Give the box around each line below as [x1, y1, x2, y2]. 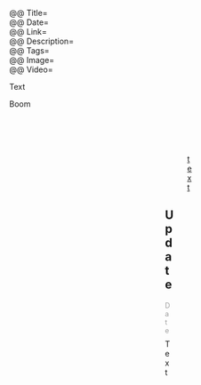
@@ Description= [9, 36, 74, 46]
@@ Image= [9, 55, 55, 65]
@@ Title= [9, 8, 48, 18]
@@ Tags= [9, 45, 51, 56]
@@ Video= [9, 64, 53, 75]
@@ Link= [9, 27, 47, 36]
